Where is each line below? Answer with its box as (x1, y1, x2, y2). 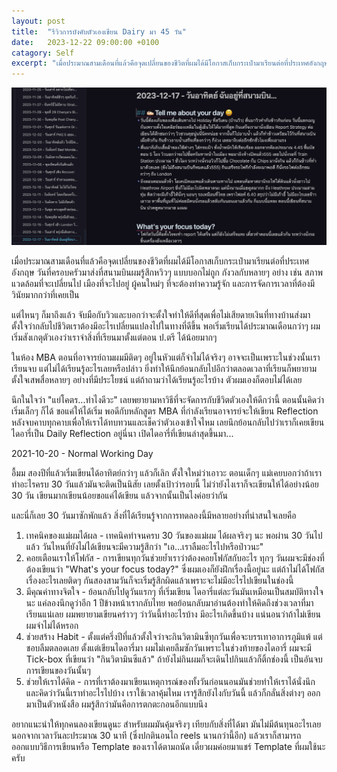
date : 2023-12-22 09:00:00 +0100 (11, 37, 160, 47)
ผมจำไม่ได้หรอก (25, 619, 79, 631)
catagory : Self (11, 48, 75, 58)
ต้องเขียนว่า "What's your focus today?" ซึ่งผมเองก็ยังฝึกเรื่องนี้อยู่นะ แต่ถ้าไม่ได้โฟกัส (25, 563, 325, 575)
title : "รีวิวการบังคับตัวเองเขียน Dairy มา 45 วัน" (11, 26, 187, 37)
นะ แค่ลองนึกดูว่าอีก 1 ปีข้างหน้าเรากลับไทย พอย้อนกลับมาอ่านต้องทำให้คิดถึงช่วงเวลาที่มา (25, 596, 314, 609)
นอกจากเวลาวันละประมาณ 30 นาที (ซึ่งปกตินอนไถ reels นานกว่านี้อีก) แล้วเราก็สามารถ (11, 729, 302, 741)
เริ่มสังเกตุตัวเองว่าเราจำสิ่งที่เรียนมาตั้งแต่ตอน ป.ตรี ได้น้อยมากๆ (11, 331, 218, 343)
